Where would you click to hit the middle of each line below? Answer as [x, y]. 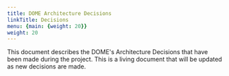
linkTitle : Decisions [38, 20]
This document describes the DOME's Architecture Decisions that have [108, 52]
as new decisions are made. [47, 66]
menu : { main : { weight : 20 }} [47, 26]
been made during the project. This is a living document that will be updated [115, 60]
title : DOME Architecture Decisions [59, 13]
